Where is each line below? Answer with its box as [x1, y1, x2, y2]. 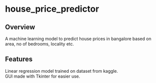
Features [5, 55, 33, 63]
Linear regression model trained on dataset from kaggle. [5, 68, 118, 74]
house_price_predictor [5, 3, 99, 15]
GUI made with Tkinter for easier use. [5, 73, 80, 79]
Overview [5, 23, 36, 31]
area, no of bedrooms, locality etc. [5, 41, 74, 47]
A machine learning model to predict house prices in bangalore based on [5, 36, 152, 41]
